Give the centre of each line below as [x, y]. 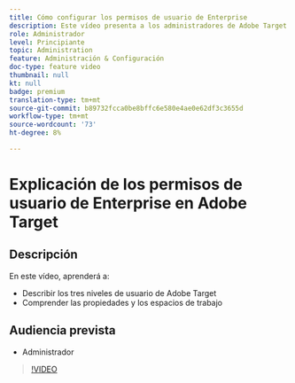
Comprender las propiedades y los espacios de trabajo [122, 302]
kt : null [25, 83]
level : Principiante [47, 42]
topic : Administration [51, 51]
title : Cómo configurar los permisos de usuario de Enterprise [128, 17]
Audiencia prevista [62, 330]
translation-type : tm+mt [55, 100]
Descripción [43, 255]
